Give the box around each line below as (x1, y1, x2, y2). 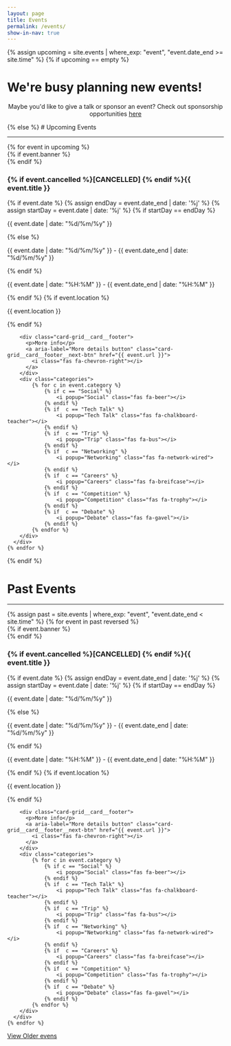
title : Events (7, 17, 48, 23)
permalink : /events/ (7, 23, 67, 30)
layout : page (7, 10, 45, 17)
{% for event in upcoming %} (7, 143, 90, 152)
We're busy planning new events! (7, 80, 203, 95)
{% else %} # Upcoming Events (7, 123, 97, 132)
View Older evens (7, 1032, 57, 1040)
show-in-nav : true (7, 29, 60, 37)
